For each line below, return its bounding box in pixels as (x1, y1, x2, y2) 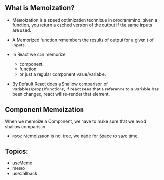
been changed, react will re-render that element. (12, 91, 110, 97)
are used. (12, 27, 32, 33)
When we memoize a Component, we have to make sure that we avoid (5, 118, 147, 124)
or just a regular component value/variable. (19, 71, 106, 77)
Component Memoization (5, 105, 84, 114)
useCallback (12, 171, 38, 177)
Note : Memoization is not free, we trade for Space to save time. (12, 133, 139, 139)
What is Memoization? (5, 4, 75, 12)
